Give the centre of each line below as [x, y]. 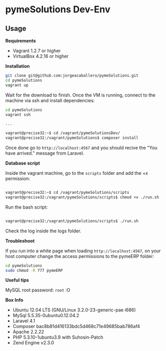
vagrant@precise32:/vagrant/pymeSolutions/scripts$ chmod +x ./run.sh [82, 197]
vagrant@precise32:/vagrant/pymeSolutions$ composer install [72, 138]
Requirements [21, 41]
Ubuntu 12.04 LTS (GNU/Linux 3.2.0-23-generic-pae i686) [74, 310]
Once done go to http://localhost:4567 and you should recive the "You [81, 148]
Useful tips [17, 280]
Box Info [14, 300]
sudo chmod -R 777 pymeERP [34, 270]
